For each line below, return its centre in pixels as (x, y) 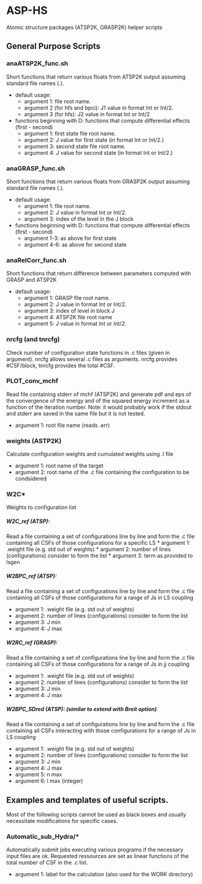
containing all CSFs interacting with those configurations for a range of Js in (101, 731)
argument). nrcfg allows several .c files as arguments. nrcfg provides (92, 359)
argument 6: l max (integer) (49, 781)
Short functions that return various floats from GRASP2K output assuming (98, 181)
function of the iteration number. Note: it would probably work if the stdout (99, 407)
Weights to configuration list (41, 507)
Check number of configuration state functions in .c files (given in (88, 353)
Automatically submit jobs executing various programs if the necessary (95, 850)
